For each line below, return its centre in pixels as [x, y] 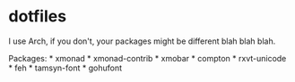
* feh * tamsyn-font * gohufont [65, 68]
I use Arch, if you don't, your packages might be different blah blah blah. [142, 41]
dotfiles [38, 16]
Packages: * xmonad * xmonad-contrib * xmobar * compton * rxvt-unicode [147, 58]
